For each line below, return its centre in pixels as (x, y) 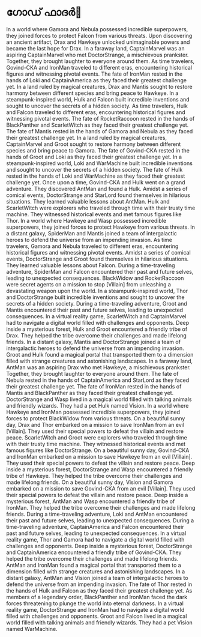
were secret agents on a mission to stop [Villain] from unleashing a (88, 284)
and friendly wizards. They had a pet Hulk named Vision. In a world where (97, 405)
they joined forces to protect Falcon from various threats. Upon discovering (99, 35)
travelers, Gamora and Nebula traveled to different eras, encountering (92, 246)
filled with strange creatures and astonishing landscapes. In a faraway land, (100, 361)
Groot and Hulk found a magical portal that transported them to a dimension (100, 354)
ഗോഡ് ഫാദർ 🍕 (44, 12)
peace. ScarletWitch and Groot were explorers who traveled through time (97, 437)
